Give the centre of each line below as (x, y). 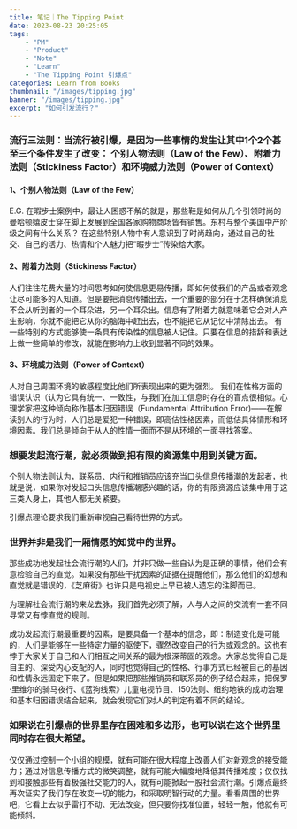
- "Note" (41, 58)
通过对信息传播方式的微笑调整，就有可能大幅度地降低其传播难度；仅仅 (152, 771)
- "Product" (47, 50)
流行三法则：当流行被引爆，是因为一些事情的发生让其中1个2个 (141, 141)
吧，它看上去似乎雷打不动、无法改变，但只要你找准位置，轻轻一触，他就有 (145, 804)
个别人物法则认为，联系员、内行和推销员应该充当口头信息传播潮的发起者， (145, 476)
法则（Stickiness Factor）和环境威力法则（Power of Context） (145, 167)
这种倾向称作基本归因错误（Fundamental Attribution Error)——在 (157, 408)
